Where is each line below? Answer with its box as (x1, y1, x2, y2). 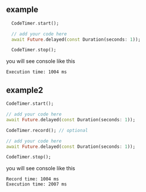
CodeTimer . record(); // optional (6, 127, 88, 133)
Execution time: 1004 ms (6, 69, 67, 75)
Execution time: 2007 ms (6, 181, 67, 187)
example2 (6, 85, 44, 95)
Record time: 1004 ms (6, 176, 59, 182)
